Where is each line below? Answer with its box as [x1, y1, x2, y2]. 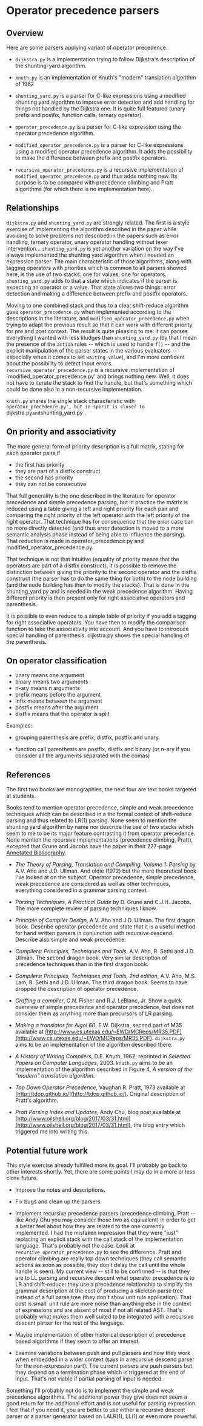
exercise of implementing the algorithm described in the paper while [6, 225, 177, 232]
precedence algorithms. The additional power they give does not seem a [6, 1393, 188, 1401]
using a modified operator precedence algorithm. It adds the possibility [15, 148, 193, 155]
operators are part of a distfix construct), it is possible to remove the [6, 562, 177, 569]
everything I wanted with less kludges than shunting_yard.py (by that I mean [6, 334, 197, 341]
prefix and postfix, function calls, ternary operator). [15, 112, 144, 118]
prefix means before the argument [15, 691, 101, 698]
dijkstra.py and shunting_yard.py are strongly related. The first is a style [6, 219, 190, 226]
